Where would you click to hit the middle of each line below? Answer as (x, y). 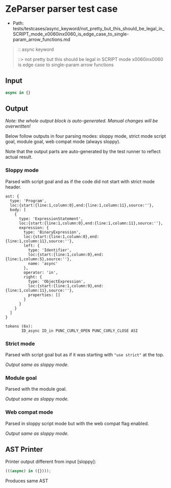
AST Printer (24, 449)
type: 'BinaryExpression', (52, 232)
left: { (32, 246)
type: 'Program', (28, 201)
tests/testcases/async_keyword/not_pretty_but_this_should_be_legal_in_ (89, 28)
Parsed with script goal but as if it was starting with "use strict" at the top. (85, 355)
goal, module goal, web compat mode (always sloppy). (63, 142)
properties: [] (44, 295)
